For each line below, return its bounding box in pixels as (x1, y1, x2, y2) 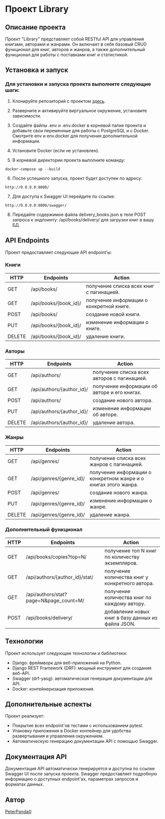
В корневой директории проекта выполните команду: (12, 157, 125, 163)
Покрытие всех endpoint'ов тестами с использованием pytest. (12, 723, 144, 728)
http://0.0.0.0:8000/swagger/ (5, 203, 67, 208)
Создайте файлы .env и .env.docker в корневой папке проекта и (12, 122, 146, 128)
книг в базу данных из (105, 614, 158, 621)
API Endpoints (5, 236, 50, 244)
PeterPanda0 (5, 808, 32, 815)
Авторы (5, 348, 25, 355)
